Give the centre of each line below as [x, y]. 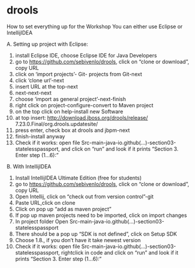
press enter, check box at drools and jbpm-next [72, 130]
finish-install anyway [40, 136]
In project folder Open [42, 221]
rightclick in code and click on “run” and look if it [120, 252]
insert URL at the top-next [47, 86]
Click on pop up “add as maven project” [63, 209]
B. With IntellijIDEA [29, 166]
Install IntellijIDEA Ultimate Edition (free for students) [78, 178]
